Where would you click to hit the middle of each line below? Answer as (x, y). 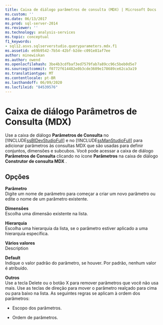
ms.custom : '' (20, 14)
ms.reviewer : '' (22, 28)
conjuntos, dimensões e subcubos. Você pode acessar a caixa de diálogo (79, 151)
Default (13, 258)
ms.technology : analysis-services (40, 32)
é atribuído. (17, 268)
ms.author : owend (23, 60)
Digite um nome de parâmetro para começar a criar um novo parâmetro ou (80, 194)
